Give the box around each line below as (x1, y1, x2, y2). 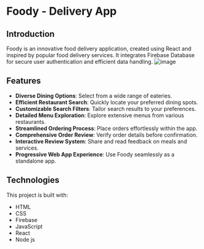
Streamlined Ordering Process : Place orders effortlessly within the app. (15, 124, 198, 132)
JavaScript (15, 223, 43, 230)
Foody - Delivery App (6, 4, 117, 18)
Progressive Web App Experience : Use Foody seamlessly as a (15, 150, 175, 158)
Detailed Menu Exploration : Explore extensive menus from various (15, 112, 184, 119)
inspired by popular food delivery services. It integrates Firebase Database (6, 52, 195, 59)
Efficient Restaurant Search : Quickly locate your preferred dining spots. (15, 98, 198, 105)
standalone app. (15, 157, 56, 164)
